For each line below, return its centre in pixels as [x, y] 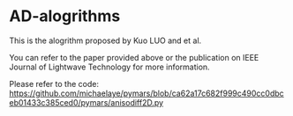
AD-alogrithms [65, 16]
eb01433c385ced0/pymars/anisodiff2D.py [86, 102]
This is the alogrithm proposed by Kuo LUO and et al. [105, 40]
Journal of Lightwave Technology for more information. [109, 67]
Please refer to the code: [54, 83]
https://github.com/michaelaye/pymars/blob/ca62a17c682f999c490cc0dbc [146, 93]
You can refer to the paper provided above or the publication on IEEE [134, 57]
